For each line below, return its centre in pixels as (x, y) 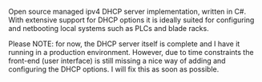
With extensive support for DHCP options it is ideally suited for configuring (131, 20)
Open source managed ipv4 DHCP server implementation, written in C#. (127, 12)
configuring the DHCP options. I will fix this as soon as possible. (114, 69)
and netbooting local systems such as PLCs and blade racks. (109, 28)
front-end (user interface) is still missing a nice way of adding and (117, 61)
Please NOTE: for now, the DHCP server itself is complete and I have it (124, 44)
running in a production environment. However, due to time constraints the (131, 52)
